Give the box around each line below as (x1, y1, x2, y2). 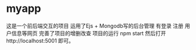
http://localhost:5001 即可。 (6, 37, 74, 44)
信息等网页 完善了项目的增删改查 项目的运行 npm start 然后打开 (11, 29, 166, 37)
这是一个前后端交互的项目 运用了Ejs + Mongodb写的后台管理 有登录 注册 (6, 22, 183, 29)
